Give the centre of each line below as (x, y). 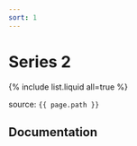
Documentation (53, 132)
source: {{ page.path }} (54, 104)
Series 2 (40, 61)
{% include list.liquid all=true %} (68, 87)
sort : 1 (23, 17)
